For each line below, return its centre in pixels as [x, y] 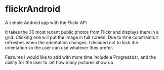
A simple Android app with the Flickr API [46, 23]
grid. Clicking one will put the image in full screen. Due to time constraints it [82, 37]
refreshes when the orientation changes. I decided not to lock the [72, 42]
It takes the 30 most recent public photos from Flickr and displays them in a [82, 32]
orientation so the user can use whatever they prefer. [59, 47]
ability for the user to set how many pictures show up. [60, 62]
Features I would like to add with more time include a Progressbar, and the [81, 57]
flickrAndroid [33, 9]
